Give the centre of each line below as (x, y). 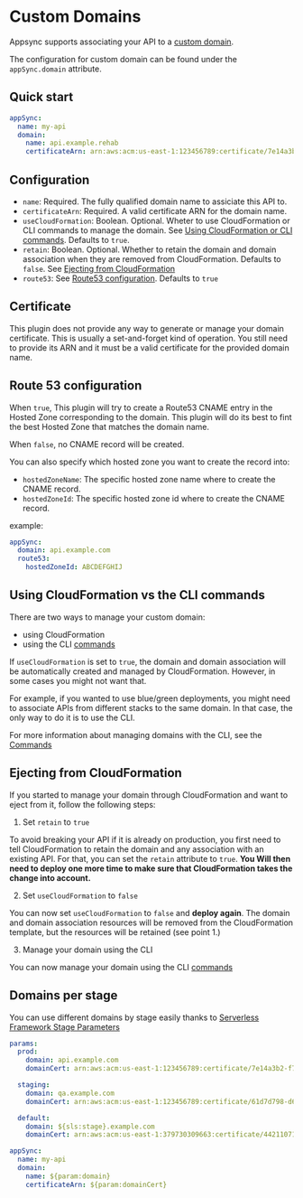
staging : (34, 1085)
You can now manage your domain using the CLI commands (121, 967)
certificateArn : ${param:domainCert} (96, 1184)
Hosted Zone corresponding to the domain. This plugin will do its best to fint (151, 416)
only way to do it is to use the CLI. (72, 717)
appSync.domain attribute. (55, 69)
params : (24, 1044)
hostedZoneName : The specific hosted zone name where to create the (149, 479)
